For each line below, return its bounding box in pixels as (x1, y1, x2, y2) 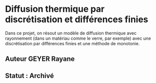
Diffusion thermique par (5, 3, 105, 15)
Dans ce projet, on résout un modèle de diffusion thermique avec (5, 30, 137, 36)
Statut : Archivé (5, 71, 54, 80)
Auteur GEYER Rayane (5, 55, 75, 63)
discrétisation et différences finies (5, 14, 149, 25)
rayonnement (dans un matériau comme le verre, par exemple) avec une (5, 35, 151, 41)
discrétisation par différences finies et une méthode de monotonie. (5, 40, 140, 46)
